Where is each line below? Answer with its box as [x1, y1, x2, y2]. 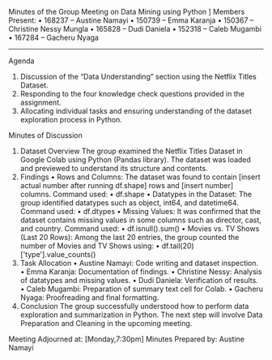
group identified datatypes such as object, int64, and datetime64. [19, 198, 239, 208]
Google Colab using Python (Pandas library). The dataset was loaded [19, 155, 251, 165]
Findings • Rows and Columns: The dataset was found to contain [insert [19, 172, 261, 182]
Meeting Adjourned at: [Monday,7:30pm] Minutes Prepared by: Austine [8, 334, 245, 344]
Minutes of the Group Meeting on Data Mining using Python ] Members [8, 7, 245, 16]
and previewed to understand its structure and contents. [19, 164, 208, 173]
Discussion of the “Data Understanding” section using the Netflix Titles [19, 72, 257, 81]
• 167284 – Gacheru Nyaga [8, 32, 100, 42]
